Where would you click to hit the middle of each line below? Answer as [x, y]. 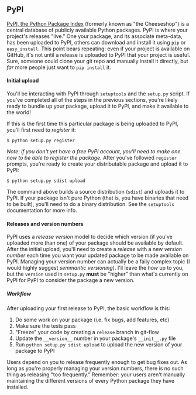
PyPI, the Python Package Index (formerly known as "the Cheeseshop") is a [98, 23]
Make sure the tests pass [45, 326]
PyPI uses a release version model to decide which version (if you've [90, 237]
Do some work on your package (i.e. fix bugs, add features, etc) [92, 320]
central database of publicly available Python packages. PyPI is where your [97, 30]
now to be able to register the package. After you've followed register [92, 158]
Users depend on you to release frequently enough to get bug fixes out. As [97, 362]
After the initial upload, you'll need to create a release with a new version [94, 249]
